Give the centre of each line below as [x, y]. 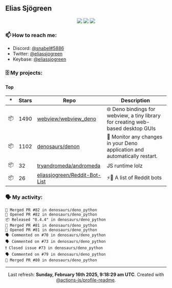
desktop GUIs [139, 129]
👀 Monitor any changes [135, 137]
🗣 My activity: [24, 197]
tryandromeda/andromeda [69, 166]
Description [135, 101]
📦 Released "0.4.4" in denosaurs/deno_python [56, 220]
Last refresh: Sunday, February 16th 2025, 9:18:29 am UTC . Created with [86, 274]
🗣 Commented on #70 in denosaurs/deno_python [56, 235]
